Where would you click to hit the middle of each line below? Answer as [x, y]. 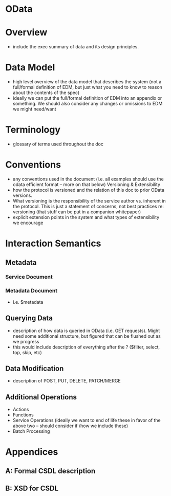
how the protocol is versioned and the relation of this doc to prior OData [89, 190]
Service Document [29, 277]
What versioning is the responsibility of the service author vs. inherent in [89, 200]
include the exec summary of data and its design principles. [76, 47]
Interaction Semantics [53, 243]
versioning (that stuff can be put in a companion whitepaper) [77, 212]
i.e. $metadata [28, 302]
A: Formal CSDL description [50, 471]
